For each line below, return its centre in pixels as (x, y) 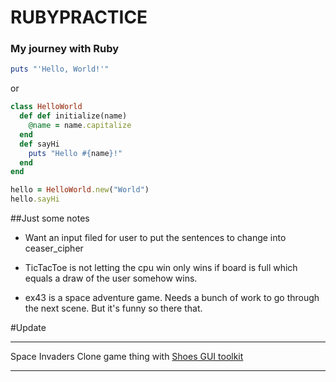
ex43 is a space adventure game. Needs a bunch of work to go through (172, 298)
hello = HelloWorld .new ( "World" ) (80, 190)
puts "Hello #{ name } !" (75, 153)
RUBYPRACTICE (79, 17)
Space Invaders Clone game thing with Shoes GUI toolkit (127, 357)
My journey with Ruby (65, 49)
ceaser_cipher (54, 248)
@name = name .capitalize (80, 126)
